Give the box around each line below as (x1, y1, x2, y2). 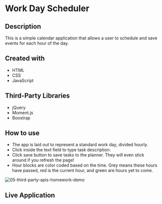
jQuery (12, 104, 26, 110)
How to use (5, 129, 40, 137)
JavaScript (12, 77, 34, 83)
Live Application (5, 191, 55, 199)
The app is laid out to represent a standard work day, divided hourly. (12, 142, 148, 148)
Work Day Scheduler (5, 3, 89, 14)
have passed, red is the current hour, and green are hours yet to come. (12, 168, 153, 173)
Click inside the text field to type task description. (12, 147, 111, 153)
